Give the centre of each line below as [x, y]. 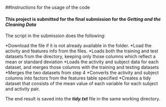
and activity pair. [23, 89]
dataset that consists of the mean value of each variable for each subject [82, 84]
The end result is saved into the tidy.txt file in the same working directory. [83, 99]
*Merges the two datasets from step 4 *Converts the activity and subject [82, 73]
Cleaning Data [21, 24]
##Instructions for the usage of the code [48, 7]
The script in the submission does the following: [55, 36]
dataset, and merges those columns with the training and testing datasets [82, 67]
